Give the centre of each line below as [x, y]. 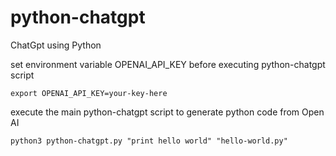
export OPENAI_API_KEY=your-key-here [89, 93]
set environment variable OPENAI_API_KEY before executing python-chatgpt [168, 64]
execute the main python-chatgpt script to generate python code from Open [167, 112]
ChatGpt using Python [56, 45]
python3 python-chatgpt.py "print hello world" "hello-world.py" [149, 141]
